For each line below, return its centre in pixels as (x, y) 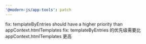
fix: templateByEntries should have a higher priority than (64, 24)
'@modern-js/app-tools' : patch (38, 10)
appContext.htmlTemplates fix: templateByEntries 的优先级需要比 (73, 30)
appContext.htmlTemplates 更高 (39, 36)
